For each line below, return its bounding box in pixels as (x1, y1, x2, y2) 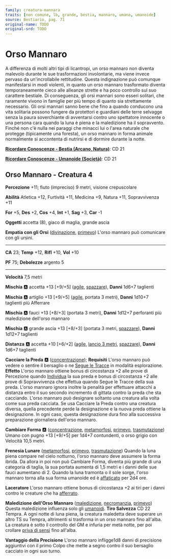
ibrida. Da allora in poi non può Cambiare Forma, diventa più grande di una (5, 458, 161, 464)
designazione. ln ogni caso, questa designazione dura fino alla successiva (5, 411, 161, 417)
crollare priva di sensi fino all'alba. (5, 527, 77, 533)
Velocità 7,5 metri (5, 274, 42, 280)
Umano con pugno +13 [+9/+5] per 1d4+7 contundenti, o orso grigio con (5, 432, 157, 438)
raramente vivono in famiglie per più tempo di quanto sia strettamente (5, 98, 152, 104)
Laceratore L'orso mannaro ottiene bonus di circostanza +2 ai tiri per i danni (5, 484, 165, 491)
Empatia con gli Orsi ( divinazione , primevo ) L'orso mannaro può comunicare (5, 229, 165, 235)
